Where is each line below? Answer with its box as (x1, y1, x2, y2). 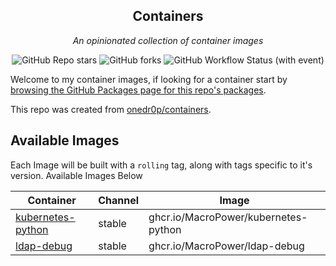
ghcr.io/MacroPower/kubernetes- (148, 210, 308, 224)
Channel (98, 193, 140, 207)
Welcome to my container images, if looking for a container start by (10, 73, 288, 85)
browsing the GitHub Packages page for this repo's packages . (10, 84, 267, 96)
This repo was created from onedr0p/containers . (10, 103, 212, 115)
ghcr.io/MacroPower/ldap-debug (148, 239, 305, 253)
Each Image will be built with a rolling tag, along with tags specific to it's (10, 159, 313, 171)
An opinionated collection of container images (72, 34, 264, 46)
